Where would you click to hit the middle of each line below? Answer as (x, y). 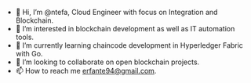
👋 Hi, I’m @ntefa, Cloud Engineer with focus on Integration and (116, 12)
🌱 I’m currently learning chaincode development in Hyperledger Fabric (129, 45)
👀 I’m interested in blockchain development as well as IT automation (125, 29)
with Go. (29, 54)
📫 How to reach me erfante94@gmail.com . (86, 71)
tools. (24, 37)
